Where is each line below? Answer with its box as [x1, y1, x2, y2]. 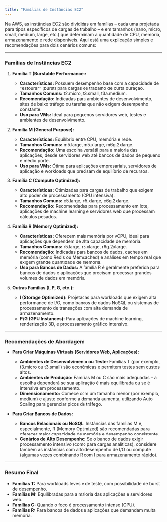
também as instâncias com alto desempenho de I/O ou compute [19, 447, 151, 453]
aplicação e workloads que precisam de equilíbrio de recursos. [19, 168, 149, 174]
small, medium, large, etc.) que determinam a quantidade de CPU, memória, [5, 31, 161, 37]
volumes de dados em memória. [19, 275, 86, 281]
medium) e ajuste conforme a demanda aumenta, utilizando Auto [19, 396, 153, 402]
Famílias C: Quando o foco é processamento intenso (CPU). [12, 502, 136, 508]
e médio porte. [19, 157, 50, 163]
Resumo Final [5, 469, 39, 476]
